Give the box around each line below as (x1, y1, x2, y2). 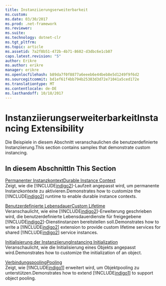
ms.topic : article (5, 44, 43, 49)
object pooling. (5, 275, 36, 282)
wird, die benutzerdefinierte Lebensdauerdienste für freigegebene (5, 214, 142, 220)
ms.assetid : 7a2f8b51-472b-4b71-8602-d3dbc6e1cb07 (5, 49, 113, 54)
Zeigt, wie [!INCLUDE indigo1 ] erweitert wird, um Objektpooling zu (5, 265, 140, 271)
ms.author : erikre (5, 63, 43, 68)
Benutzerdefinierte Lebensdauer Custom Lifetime (5, 203, 106, 209)
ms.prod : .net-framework (5, 21, 57, 26)
